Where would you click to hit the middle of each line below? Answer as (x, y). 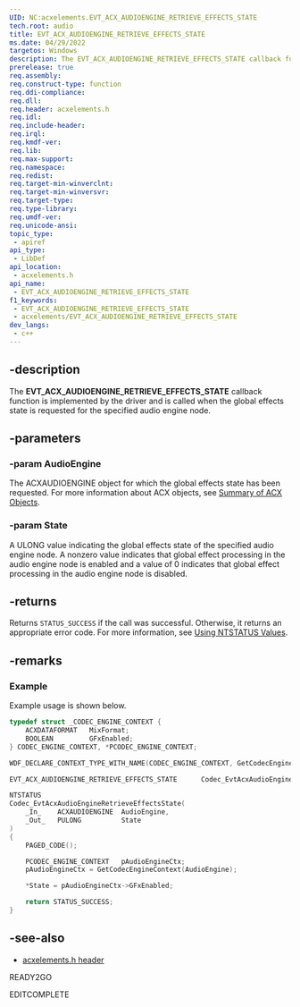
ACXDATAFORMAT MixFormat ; (77, 731)
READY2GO (30, 977)
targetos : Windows (43, 51)
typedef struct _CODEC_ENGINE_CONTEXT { (86, 722)
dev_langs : (29, 326)
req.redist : (31, 175)
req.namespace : (37, 167)
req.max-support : (42, 159)
